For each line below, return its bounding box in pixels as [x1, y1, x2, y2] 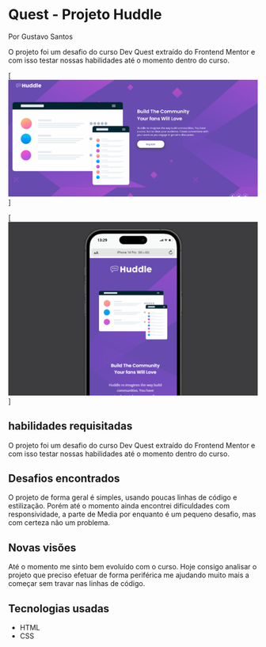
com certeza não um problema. [8, 518, 111, 527]
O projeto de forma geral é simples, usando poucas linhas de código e [8, 493, 237, 502]
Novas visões [8, 541, 77, 554]
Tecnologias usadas [8, 602, 109, 615]
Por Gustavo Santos [8, 32, 74, 41]
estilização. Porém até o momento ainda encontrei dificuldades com [8, 501, 230, 511]
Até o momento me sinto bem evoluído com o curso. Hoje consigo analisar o [8, 562, 257, 572]
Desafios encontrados [8, 472, 120, 485]
